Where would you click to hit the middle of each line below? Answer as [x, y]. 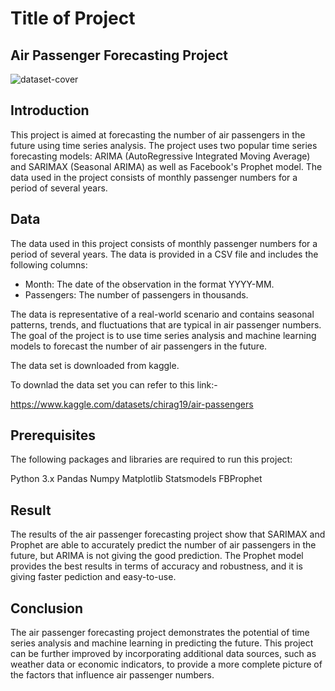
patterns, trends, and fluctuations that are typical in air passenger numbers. [166, 324]
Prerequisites [53, 435]
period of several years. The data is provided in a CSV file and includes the [164, 254]
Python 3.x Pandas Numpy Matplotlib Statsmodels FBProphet [136, 479]
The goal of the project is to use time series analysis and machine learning [163, 335]
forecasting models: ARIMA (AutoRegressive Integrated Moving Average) [160, 156]
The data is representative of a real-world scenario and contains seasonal [162, 314]
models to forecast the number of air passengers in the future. [139, 346]
